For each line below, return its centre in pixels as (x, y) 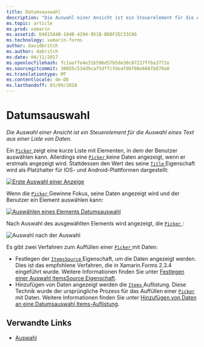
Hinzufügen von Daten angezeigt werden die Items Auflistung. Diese (100, 284)
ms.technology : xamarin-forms (45, 40)
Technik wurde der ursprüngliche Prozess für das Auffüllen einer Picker (105, 291)
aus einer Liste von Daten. (39, 139)
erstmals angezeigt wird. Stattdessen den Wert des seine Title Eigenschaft (101, 163)
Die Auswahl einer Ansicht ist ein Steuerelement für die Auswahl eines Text (100, 132)
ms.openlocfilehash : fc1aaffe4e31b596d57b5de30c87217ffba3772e (88, 63)
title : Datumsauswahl (34, 12)
